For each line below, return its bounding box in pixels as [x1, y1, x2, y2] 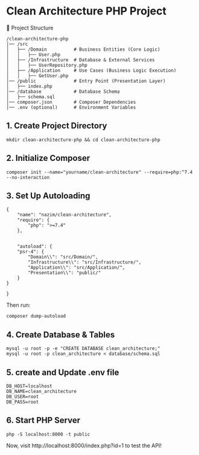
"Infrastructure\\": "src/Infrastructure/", [28, 259, 142, 266]
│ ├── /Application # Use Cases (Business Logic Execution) [6, 67, 177, 74]
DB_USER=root [6, 394, 39, 400]
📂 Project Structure [6, 24, 54, 31]
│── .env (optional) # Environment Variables [6, 104, 136, 110]
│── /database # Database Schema [6, 89, 120, 95]
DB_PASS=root [6, 399, 39, 405]
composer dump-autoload [6, 313, 66, 319]
